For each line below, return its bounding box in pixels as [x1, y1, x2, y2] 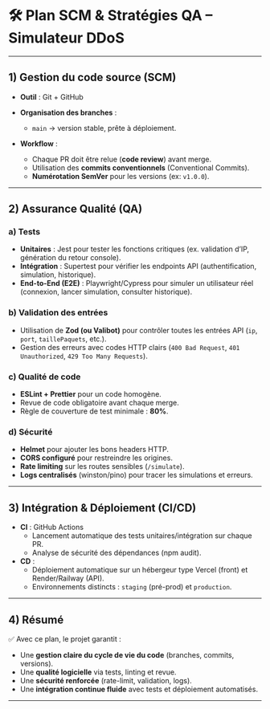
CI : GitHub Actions [19, 523, 84, 532]
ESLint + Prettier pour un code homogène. [19, 389, 162, 399]
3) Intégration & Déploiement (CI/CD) [8, 501, 197, 515]
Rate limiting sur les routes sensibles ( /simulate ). [19, 462, 185, 471]
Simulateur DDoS [8, 29, 125, 47]
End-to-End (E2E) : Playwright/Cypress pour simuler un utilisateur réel [19, 279, 254, 288]
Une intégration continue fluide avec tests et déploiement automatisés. [19, 684, 259, 694]
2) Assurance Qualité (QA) [8, 202, 143, 216]
